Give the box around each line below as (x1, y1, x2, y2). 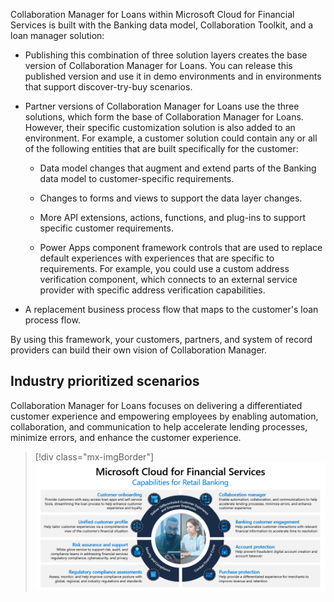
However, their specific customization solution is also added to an (24, 122, 296, 133)
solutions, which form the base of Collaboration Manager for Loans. (24, 111, 304, 123)
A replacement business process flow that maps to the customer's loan (24, 304, 319, 315)
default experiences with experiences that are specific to (39, 252, 275, 264)
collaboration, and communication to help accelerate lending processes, (10, 420, 308, 433)
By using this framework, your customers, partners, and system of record (10, 334, 313, 345)
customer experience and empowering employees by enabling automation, (10, 410, 319, 422)
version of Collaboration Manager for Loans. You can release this (24, 60, 293, 71)
